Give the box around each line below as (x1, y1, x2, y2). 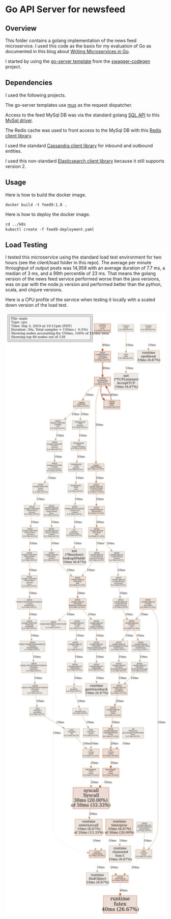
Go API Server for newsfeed (5, 4, 126, 15)
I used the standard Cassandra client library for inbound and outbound (5, 142, 153, 149)
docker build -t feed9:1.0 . (5, 202, 67, 208)
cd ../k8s (5, 221, 26, 227)
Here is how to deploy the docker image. (5, 211, 91, 217)
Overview (5, 24, 37, 33)
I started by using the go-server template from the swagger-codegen (5, 58, 150, 64)
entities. (5, 148, 22, 154)
